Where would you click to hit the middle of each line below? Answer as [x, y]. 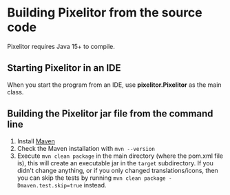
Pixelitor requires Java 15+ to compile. [61, 46]
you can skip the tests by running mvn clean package [91, 178]
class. [15, 92]
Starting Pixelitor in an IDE [64, 68]
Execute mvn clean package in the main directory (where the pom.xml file [120, 156]
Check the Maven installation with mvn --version [86, 148]
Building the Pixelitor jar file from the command [110, 114]
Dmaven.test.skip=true [50, 185]
